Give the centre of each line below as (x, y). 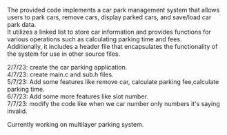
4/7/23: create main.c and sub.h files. (60, 74)
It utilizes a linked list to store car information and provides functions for (109, 32)
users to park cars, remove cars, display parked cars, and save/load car (109, 17)
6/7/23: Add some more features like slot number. (78, 96)
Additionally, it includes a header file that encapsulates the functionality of (112, 46)
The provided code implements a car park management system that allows (113, 10)
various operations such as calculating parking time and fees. (95, 39)
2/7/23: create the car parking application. (67, 67)
